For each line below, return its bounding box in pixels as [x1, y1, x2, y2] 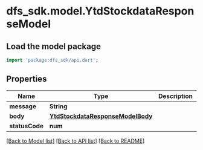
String [49, 102, 68, 110]
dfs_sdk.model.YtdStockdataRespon [6, 4, 195, 18]
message [9, 102, 36, 110]
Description [158, 92, 193, 100]
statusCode [9, 122, 44, 130]
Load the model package [6, 41, 101, 51]
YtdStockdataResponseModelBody [49, 112, 153, 120]
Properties [6, 74, 47, 84]
